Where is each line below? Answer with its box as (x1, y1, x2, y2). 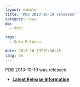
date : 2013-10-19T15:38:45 (5, 48, 61, 53)
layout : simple (5, 7, 37, 12)
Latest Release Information (12, 76, 70, 82)
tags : (5, 35, 16, 40)
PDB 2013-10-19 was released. (5, 67, 68, 73)
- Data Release (9, 39, 41, 45)
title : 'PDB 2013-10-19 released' (5, 12, 77, 17)
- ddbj (9, 26, 23, 31)
